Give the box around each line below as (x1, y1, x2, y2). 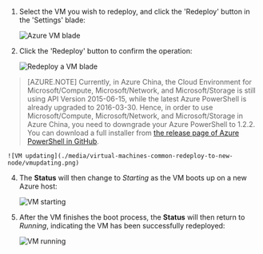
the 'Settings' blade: (18, 15, 86, 25)
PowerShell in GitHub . (26, 137, 99, 146)
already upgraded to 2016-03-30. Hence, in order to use (26, 103, 213, 112)
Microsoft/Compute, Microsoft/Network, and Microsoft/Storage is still (26, 85, 257, 95)
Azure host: (18, 181, 58, 191)
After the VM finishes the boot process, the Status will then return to (18, 212, 245, 222)
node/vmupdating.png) (7, 159, 80, 167)
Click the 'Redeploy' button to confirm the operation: (18, 46, 193, 55)
